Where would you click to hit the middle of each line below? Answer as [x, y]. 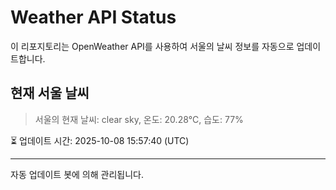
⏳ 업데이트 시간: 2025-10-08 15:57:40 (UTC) [100, 140]
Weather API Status [93, 17]
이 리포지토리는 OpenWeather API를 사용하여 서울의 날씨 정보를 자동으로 [152, 46]
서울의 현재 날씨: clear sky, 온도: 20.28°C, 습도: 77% [139, 119]
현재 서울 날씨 [50, 93]
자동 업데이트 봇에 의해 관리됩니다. [77, 174]
